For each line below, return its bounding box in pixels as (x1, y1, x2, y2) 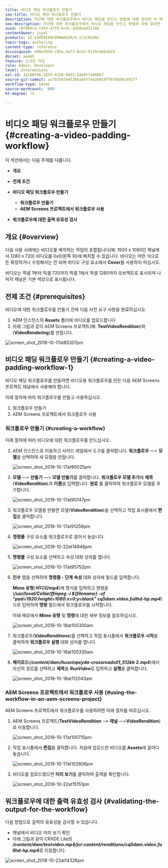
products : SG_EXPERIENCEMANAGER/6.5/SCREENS (5, 35, 99, 40)
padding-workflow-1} (5, 363, 74, 372)
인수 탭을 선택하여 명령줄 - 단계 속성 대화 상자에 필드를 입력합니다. (12, 574, 141, 580)
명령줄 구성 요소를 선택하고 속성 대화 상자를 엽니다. (12, 554, 111, 560)
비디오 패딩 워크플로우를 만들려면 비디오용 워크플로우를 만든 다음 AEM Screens (5, 377, 160, 383)
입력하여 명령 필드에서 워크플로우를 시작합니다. (21, 602, 113, 608)
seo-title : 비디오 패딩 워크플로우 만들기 (5, 12, 81, 17)
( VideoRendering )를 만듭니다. (12, 329, 73, 335)
